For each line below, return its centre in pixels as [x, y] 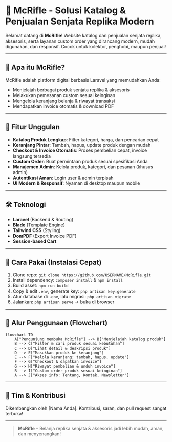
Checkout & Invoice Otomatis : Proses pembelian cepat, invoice [80, 150]
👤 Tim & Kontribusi [35, 396]
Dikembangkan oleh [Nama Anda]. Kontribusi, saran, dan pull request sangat [86, 408]
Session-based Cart [35, 241]
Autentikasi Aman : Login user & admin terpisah [63, 178]
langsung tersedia [32, 156]
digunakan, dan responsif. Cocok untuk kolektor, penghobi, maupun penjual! [86, 46]
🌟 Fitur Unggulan [33, 127]
